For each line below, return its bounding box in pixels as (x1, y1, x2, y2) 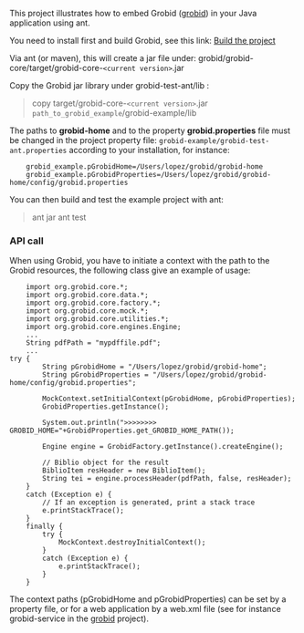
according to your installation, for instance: (68, 145, 230, 155)
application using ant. (9, 17, 90, 28)
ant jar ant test (31, 212, 87, 223)
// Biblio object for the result (42, 458, 170, 468)
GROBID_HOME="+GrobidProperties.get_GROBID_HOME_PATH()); (9, 426, 235, 436)
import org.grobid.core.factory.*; (26, 298, 162, 308)
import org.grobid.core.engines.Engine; (26, 323, 182, 332)
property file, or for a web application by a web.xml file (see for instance (9, 604, 281, 615)
